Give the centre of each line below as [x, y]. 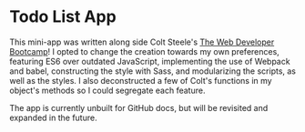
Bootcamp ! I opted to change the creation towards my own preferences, [144, 51]
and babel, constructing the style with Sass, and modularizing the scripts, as [153, 71]
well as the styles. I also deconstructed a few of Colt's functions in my [141, 80]
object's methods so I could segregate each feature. [107, 90]
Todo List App [63, 17]
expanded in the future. [53, 117]
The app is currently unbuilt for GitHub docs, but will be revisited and [139, 107]
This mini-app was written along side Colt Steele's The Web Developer [142, 42]
